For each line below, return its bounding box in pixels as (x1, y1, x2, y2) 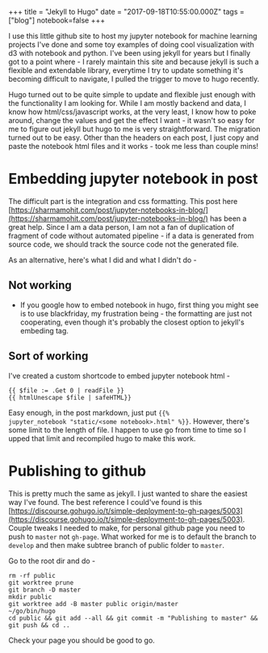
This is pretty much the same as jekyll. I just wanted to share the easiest (8, 489, 248, 498)
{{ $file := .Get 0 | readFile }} (8, 386, 125, 395)
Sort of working (8, 350, 89, 363)
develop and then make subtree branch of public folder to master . (8, 540, 224, 549)
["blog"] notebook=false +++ (8, 15, 106, 25)
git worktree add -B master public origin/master (8, 600, 179, 608)
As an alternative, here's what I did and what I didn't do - (8, 255, 198, 265)
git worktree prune (8, 579, 74, 587)
